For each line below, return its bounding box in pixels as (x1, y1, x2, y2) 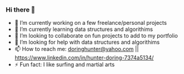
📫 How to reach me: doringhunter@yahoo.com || (14, 45, 139, 53)
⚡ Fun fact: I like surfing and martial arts (14, 61, 115, 69)
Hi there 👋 (5, 5, 36, 14)
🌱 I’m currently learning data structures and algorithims (14, 25, 154, 33)
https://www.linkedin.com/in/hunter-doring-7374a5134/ (14, 54, 154, 61)
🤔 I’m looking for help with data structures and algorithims (14, 39, 160, 46)
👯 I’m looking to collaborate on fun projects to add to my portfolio (14, 32, 178, 39)
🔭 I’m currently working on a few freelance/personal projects (14, 19, 167, 27)
